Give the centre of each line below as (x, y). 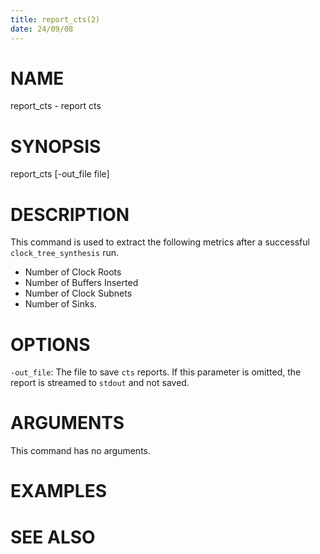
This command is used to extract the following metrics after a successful (160, 242)
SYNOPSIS (56, 146)
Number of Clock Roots (73, 272)
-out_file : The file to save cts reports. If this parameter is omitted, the (156, 372)
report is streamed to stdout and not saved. (100, 383)
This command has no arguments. (80, 451)
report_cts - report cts (56, 106)
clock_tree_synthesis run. (64, 253)
